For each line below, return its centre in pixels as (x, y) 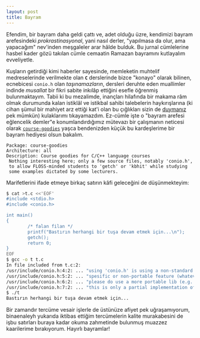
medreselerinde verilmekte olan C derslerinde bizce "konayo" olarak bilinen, (99, 77)
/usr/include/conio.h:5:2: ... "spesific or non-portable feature (90, 276)
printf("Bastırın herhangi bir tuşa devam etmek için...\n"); (106, 232)
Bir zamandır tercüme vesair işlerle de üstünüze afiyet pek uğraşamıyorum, (98, 310)
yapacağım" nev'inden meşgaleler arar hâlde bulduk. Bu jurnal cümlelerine (98, 47)
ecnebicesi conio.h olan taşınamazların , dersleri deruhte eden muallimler (96, 83)
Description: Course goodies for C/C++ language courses (78, 156)
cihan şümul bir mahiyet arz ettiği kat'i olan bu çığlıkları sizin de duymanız (96, 109)
